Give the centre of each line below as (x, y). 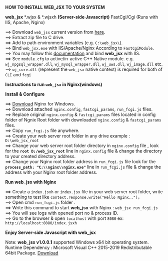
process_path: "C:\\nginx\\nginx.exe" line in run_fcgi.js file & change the (83, 167)
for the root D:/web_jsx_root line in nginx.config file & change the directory (84, 151)
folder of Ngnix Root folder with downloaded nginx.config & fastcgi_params (83, 120)
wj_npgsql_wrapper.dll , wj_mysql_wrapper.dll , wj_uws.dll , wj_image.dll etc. (84, 64)
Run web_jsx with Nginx (31, 182)
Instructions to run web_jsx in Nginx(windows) (54, 84)
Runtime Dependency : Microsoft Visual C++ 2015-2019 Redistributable (78, 247)
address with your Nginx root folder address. (51, 172)
